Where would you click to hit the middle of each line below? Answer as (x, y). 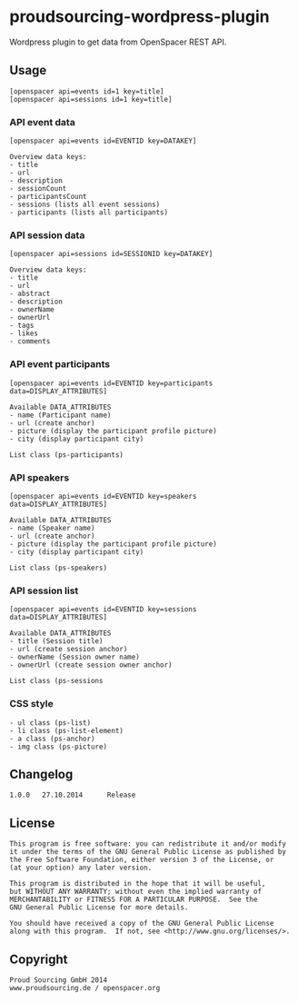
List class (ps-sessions (56, 681)
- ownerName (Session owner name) (75, 657)
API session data (47, 235)
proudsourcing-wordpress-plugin (139, 17)
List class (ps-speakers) (58, 568)
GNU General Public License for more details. (99, 908)
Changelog (41, 774)
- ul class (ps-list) (50, 723)
